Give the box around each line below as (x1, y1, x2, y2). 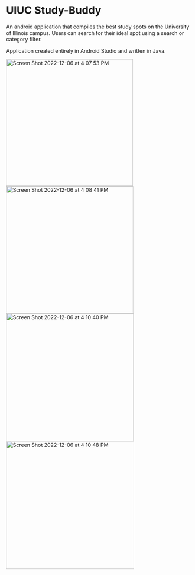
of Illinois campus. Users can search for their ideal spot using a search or (6, 29, 184, 36)
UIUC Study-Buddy (6, 4, 102, 17)
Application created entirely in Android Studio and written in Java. (6, 47, 167, 54)
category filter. (6, 36, 43, 43)
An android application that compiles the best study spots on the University (6, 23, 190, 30)
